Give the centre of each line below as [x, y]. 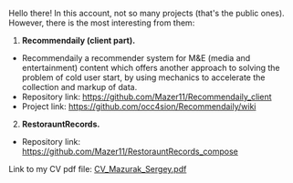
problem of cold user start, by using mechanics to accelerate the [143, 77]
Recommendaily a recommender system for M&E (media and [136, 58]
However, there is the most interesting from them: [102, 23]
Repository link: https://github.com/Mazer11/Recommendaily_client [146, 97]
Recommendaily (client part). [78, 41]
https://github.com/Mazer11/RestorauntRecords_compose [130, 151]
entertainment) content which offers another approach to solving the [151, 68]
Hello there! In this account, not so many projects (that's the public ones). [146, 13]
